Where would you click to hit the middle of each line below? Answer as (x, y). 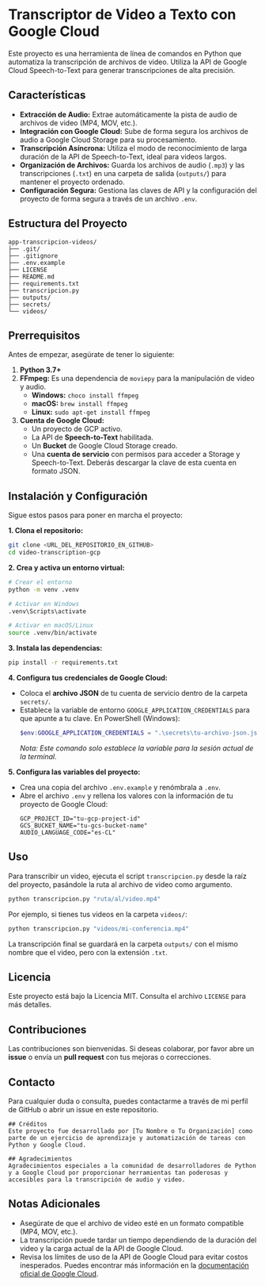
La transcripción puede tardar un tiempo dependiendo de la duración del (138, 1240)
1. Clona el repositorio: (46, 531)
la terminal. (38, 756)
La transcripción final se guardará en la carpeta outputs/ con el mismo (123, 944)
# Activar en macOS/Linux (51, 626)
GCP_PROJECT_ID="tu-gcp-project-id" (80, 819)
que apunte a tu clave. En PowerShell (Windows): (100, 719)
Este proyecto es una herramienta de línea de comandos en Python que (125, 53)
